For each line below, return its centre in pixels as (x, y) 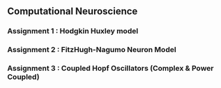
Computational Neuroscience (73, 11)
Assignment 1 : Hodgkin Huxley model (73, 31)
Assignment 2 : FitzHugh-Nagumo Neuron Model (92, 50)
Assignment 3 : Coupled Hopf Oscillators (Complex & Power (110, 69)
